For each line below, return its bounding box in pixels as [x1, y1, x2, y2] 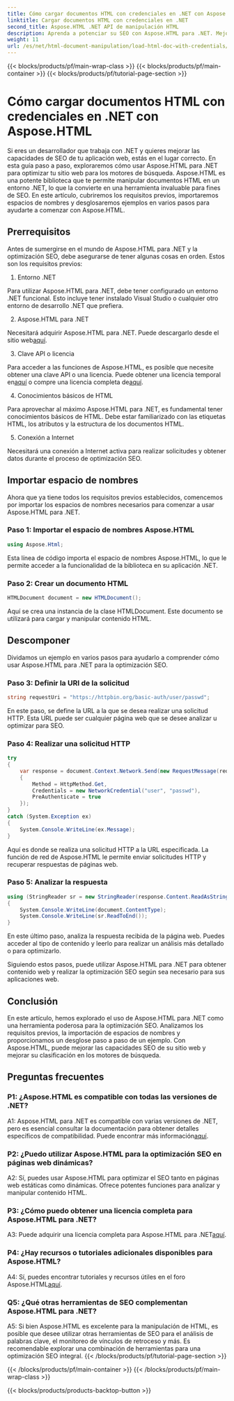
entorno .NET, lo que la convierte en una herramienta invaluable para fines [7, 183, 221, 192]
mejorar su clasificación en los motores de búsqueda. [7, 1051, 162, 1059]
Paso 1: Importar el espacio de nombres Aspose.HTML [7, 525, 195, 535]
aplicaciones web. [7, 975, 59, 983]
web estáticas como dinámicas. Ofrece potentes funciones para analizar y [7, 1181, 221, 1189]
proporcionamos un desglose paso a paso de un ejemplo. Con [7, 1036, 186, 1045]
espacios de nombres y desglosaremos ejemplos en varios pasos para [7, 198, 210, 207]
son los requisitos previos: [7, 259, 83, 267]
